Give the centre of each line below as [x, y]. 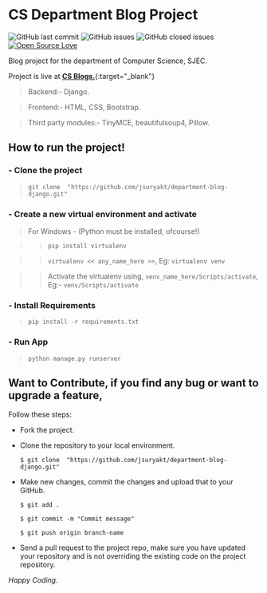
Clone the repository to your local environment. [97, 445]
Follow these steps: [40, 415]
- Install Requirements [52, 305]
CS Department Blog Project [103, 15]
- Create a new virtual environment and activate [103, 214]
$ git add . [39, 505]
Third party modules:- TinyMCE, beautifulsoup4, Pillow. [119, 122]
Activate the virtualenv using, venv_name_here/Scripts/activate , [153, 276]
